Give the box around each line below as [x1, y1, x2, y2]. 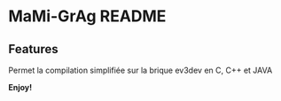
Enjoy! [8, 82, 33, 92]
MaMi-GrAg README [8, 6, 167, 27]
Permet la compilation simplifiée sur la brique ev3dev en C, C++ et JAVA [8, 65, 273, 75]
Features [8, 42, 59, 57]
